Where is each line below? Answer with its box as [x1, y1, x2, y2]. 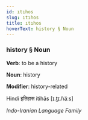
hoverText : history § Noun [6, 25, 74, 32]
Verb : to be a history [6, 59, 58, 66]
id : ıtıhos [6, 8, 34, 15]
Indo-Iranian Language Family [6, 107, 82, 114]
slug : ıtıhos [6, 14, 39, 21]
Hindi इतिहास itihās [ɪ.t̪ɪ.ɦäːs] [6, 95, 74, 102]
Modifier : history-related [6, 83, 68, 90]
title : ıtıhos [6, 20, 42, 26]
